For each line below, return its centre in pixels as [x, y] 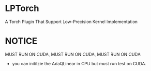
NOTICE [21, 41]
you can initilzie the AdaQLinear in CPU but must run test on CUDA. [79, 63]
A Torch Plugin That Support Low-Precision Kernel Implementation [71, 22]
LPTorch [22, 8]
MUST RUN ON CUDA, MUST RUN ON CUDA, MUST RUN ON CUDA [73, 54]
